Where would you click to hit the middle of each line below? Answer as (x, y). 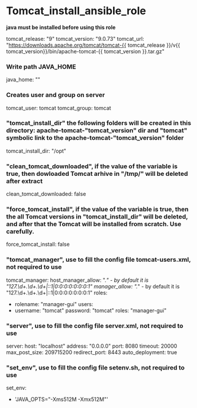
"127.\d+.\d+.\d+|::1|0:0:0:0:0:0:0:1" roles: (57, 293)
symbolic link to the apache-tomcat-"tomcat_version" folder (95, 138)
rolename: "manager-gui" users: (54, 304)
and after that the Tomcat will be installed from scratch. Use (94, 224)
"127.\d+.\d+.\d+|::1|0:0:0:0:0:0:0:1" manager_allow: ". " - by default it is (93, 286)
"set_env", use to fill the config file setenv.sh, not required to (96, 367)
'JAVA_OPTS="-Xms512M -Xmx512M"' (61, 399)
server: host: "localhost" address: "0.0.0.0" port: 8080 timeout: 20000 (92, 346)
